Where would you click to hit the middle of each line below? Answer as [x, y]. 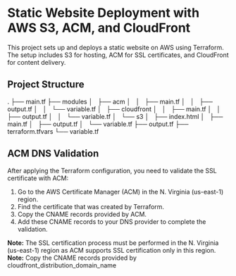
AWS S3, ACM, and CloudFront [99, 28]
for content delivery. [37, 62]
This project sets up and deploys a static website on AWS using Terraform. [116, 47]
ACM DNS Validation [53, 154]
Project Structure [46, 85]
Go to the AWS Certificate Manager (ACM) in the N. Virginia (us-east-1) [120, 192]
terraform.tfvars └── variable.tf [53, 131]
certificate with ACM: [38, 178]
